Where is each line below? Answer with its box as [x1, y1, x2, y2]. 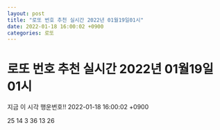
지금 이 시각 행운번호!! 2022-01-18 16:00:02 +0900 [7, 103, 149, 111]
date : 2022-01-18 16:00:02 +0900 [7, 23, 104, 30]
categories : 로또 [7, 29, 54, 37]
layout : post [7, 10, 45, 17]
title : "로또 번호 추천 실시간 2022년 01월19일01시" [7, 17, 144, 24]
